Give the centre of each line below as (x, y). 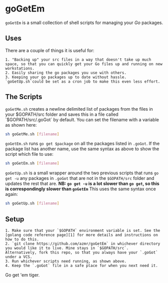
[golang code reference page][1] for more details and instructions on (81, 235)
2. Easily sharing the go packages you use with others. (66, 73)
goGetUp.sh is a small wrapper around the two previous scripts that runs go (82, 173)
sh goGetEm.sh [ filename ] (32, 163)
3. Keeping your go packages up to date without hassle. (66, 77)
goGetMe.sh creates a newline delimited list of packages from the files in (79, 109)
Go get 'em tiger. (23, 275)
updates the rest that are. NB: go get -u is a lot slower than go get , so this (82, 184)
